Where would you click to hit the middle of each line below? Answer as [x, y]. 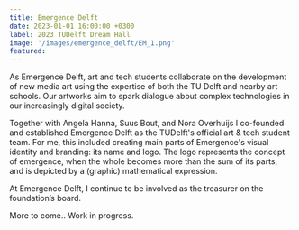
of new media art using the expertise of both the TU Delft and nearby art [144, 87]
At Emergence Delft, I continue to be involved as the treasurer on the [136, 189]
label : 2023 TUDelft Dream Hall [70, 34]
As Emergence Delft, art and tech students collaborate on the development [148, 77]
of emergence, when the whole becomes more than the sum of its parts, [144, 161]
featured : [28, 51]
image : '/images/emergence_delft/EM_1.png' [92, 43]
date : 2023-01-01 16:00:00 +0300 [72, 26]
